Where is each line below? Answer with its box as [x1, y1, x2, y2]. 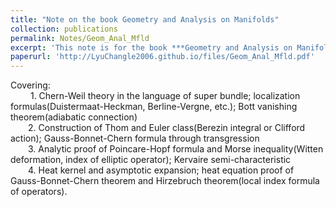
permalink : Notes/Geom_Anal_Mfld [10, 33, 150, 43]
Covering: [10, 79, 51, 91]
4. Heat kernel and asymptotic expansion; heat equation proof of [28, 164, 295, 176]
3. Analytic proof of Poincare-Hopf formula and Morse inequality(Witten [28, 143, 324, 155]
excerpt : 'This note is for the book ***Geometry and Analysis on [10, 42, 293, 53]
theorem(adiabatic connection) [10, 111, 138, 123]
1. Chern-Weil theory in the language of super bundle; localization [29, 90, 301, 102]
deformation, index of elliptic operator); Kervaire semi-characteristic [10, 154, 292, 166]
